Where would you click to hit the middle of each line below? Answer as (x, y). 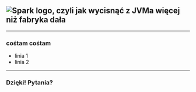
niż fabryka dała (36, 20)
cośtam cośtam (29, 43)
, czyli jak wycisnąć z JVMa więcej (116, 11)
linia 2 (22, 62)
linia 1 (21, 56)
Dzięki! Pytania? (30, 83)
